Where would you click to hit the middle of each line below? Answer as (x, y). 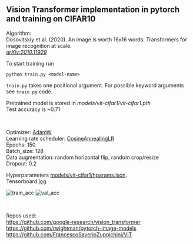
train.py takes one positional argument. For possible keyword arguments (95, 85)
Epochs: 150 (21, 145)
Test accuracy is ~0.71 (33, 109)
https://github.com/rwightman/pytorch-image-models (71, 228)
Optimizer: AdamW (29, 132)
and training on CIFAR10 (51, 19)
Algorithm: (19, 33)
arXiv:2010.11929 (26, 52)
